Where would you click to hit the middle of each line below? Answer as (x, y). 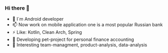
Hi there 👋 (17, 8)
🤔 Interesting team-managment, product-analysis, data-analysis (80, 45)
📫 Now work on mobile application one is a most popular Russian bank (87, 25)
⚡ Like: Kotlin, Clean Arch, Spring (47, 32)
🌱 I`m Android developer (38, 19)
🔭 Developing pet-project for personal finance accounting (73, 39)
